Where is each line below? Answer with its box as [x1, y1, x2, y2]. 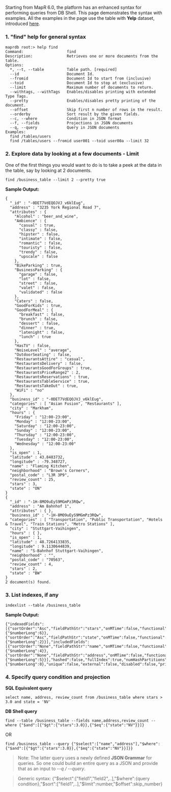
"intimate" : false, [18, 236, 63, 241]
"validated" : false [18, 289, 63, 295]
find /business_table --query [5, 742, 70, 747]
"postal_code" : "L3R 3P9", [10, 472, 70, 478]
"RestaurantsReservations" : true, [14, 374, 90, 379]
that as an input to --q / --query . [17, 765, 85, 772]
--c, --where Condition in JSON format [10, 116, 122, 121]
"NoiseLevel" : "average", [14, 348, 72, 353]
